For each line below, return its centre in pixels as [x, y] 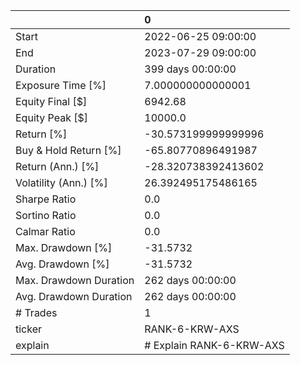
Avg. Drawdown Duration [74, 296]
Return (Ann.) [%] [57, 166]
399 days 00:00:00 [190, 69]
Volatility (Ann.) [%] [61, 182]
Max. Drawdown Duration [75, 280]
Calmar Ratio [45, 231]
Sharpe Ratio [46, 199]
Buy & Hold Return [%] [68, 150]
